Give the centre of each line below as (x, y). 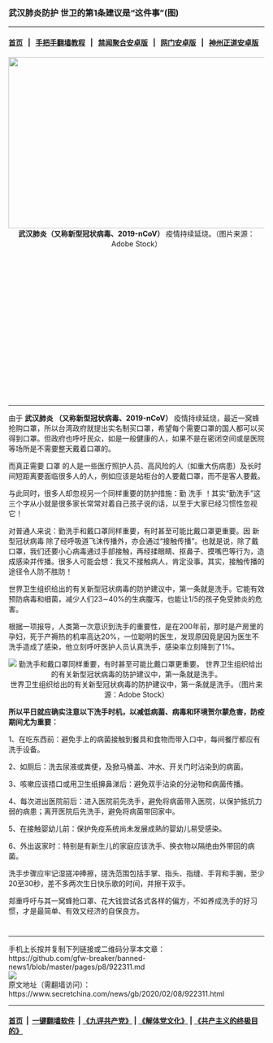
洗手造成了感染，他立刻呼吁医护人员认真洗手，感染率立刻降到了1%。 (124, 646)
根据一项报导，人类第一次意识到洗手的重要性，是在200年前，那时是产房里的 (136, 626)
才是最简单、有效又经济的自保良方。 (83, 910)
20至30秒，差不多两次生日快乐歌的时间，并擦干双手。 (99, 883)
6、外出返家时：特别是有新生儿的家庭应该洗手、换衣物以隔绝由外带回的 (128, 845)
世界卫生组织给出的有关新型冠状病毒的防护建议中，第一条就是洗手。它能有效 (136, 589)
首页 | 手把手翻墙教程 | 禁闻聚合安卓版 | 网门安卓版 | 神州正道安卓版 (134, 42)
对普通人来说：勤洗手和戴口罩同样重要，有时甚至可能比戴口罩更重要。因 (129, 531)
